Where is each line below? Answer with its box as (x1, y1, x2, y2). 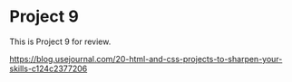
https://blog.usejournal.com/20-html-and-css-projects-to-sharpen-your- (9, 53, 283, 64)
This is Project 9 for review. (9, 36, 112, 47)
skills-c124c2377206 (9, 63, 88, 74)
